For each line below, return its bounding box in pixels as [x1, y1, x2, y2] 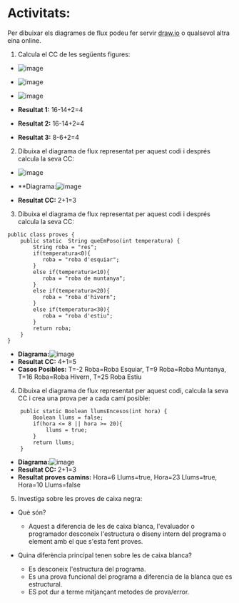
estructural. [28, 579, 63, 588]
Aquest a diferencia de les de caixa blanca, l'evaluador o [28, 522, 195, 530]
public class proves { [7, 230, 75, 238]
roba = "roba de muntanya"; [42, 275, 126, 282]
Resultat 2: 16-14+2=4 [17, 119, 85, 128]
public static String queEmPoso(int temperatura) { [20, 237, 180, 244]
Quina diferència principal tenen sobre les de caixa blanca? [17, 551, 193, 559]
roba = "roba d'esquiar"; [42, 255, 120, 263]
